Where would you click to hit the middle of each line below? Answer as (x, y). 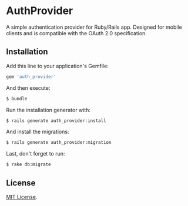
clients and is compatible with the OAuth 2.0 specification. (76, 33)
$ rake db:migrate (28, 165)
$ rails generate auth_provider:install (56, 121)
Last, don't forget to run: (36, 154)
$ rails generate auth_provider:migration (59, 143)
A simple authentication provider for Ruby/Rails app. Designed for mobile (94, 27)
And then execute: (28, 88)
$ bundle (17, 99)
